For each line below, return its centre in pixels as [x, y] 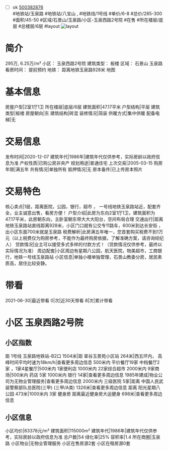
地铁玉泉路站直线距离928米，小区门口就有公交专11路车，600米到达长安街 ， [84, 225]
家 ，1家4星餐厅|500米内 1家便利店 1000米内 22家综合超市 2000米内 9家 [80, 368]
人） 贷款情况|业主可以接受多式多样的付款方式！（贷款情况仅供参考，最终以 [84, 244]
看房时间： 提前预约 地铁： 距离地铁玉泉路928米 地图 [60, 70]
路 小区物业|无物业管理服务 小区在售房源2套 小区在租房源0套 [68, 443]
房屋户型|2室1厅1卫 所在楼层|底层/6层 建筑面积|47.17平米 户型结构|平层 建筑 [82, 107]
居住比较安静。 [34, 263]
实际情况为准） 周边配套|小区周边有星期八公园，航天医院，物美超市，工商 [81, 250]
